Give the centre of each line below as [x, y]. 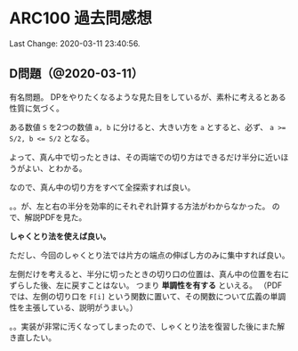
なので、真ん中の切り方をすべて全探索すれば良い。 [102, 187]
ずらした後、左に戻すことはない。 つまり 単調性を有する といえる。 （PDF [146, 285]
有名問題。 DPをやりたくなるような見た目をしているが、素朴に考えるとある [148, 97]
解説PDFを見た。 [56, 217]
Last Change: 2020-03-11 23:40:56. [75, 43]
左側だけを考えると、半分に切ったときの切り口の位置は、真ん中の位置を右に [149, 273]
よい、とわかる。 [56, 168]
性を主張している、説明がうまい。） [73, 307]
